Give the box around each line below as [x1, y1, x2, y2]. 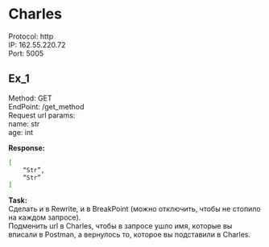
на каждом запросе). [8, 212, 81, 222]
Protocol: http [8, 31, 54, 41]
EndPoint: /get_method [8, 101, 85, 111]
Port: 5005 [8, 48, 44, 58]
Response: [8, 142, 46, 153]
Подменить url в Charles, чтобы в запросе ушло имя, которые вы [8, 221, 233, 231]
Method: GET [8, 93, 52, 103]
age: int [8, 127, 34, 137]
